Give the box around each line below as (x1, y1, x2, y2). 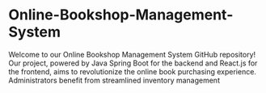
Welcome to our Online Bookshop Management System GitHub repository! (8, 49, 256, 59)
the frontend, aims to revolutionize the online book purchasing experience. (8, 66, 257, 76)
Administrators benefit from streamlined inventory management (8, 75, 221, 85)
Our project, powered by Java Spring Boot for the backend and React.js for (8, 58, 258, 68)
